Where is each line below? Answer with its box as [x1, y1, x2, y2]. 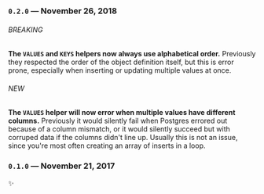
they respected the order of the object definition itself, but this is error [8, 57, 234, 67]
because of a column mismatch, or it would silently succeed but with [8, 124, 230, 134]
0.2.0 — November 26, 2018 [8, 5, 118, 16]
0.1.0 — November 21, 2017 [8, 160, 115, 171]
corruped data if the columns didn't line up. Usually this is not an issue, [8, 133, 238, 142]
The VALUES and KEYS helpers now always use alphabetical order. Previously [8, 49, 256, 59]
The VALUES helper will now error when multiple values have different [8, 108, 236, 117]
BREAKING [8, 25, 43, 34]
